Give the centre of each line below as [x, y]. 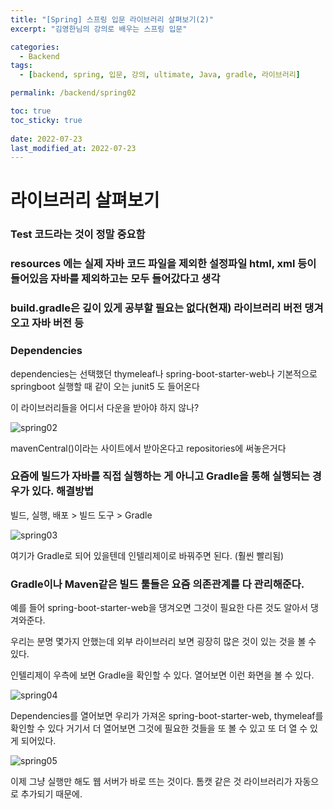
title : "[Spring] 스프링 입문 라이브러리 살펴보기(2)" [112, 19]
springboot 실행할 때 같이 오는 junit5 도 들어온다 [105, 386]
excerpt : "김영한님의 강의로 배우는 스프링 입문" [99, 29]
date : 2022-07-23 [46, 139]
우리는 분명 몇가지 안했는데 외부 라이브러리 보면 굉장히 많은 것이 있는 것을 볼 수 [163, 642]
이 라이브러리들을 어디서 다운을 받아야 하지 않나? [105, 407]
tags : [21, 66]
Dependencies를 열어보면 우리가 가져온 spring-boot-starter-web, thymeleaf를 [167, 716]
